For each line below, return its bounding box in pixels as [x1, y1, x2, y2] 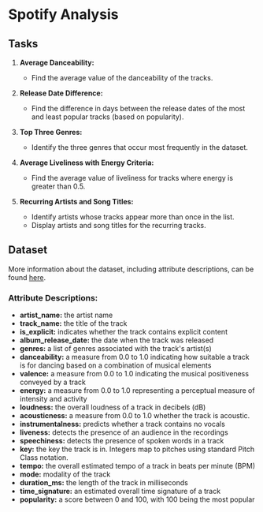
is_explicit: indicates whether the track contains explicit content [19, 327, 228, 337]
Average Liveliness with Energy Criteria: [19, 158, 154, 167]
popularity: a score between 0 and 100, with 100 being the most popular [19, 495, 255, 504]
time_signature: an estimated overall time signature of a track [19, 487, 221, 496]
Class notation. [19, 453, 69, 462]
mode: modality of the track [19, 469, 111, 479]
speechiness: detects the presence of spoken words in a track [19, 436, 224, 446]
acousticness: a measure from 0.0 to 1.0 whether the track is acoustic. [19, 411, 250, 420]
